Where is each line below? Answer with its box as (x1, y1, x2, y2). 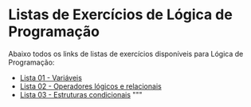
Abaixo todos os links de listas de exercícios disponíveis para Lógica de (8, 49, 244, 58)
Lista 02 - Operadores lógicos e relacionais (19, 81, 162, 91)
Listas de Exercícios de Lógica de (8, 6, 233, 24)
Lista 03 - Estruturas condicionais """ (19, 89, 143, 99)
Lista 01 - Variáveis (19, 73, 82, 82)
